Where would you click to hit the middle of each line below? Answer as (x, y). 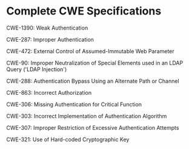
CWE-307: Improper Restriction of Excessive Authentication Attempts (93, 127)
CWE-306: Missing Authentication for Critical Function (74, 104)
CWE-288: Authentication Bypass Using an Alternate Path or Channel (93, 81)
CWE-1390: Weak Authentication (47, 28)
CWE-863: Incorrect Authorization (49, 92)
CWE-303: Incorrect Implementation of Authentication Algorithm (87, 116)
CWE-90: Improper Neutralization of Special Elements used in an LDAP (95, 63)
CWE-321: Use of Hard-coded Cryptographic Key (68, 139)
